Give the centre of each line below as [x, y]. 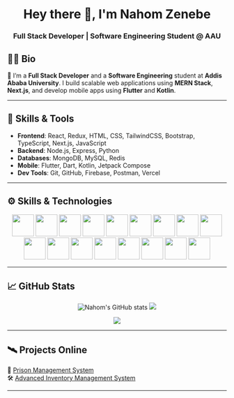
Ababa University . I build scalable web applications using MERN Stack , [110, 82]
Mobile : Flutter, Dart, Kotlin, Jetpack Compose [84, 165]
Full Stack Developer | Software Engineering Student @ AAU [117, 36]
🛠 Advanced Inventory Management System [71, 378]
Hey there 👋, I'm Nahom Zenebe [117, 14]
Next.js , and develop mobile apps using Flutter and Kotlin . [92, 90]
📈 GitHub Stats [41, 286]
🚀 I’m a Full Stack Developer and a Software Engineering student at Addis [115, 75]
